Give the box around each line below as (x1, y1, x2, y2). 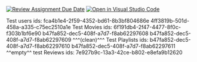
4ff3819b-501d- (150, 17, 190, 24)
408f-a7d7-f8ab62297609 (6, 36, 72, 43)
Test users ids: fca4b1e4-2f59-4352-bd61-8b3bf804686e (6, 17, 149, 24)
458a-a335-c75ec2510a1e (6, 24, 71, 30)
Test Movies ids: (72, 24, 112, 30)
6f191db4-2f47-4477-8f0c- (113, 24, 181, 30)
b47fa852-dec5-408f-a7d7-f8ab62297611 (71, 42, 176, 49)
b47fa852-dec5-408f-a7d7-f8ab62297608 (42, 30, 149, 37)
